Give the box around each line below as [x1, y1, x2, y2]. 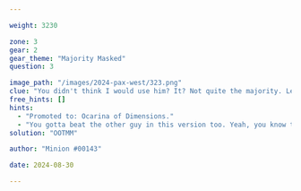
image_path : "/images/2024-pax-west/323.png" [9, 78, 182, 88]
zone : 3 [9, 37, 39, 46]
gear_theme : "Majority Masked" [9, 54, 126, 63]
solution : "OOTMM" [9, 128, 78, 137]
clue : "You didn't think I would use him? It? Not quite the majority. [9, 87, 282, 96]
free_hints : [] [9, 95, 66, 104]
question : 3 [9, 62, 54, 72]
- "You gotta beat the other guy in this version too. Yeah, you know [17, 120, 287, 129]
